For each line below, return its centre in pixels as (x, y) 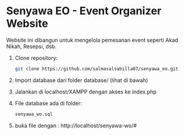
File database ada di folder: (48, 103)
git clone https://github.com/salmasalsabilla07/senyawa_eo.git (96, 69)
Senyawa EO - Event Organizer (84, 11)
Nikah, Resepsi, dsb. (31, 46)
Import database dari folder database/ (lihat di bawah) (81, 80)
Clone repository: (36, 58)
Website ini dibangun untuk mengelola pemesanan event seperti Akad (92, 40)
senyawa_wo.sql (34, 114)
